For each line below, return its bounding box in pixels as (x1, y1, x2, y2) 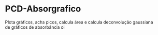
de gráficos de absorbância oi (5, 24, 65, 30)
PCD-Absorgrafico (5, 3, 81, 14)
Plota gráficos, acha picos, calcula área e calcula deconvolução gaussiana (5, 19, 153, 25)
